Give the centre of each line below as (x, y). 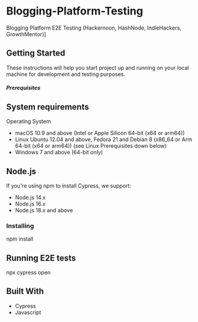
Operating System (29, 121)
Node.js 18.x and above (44, 210)
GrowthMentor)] (26, 34)
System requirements (48, 107)
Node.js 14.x (30, 197)
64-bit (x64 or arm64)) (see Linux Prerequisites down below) (91, 146)
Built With (25, 292)
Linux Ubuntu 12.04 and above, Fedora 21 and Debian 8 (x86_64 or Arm (104, 139)
